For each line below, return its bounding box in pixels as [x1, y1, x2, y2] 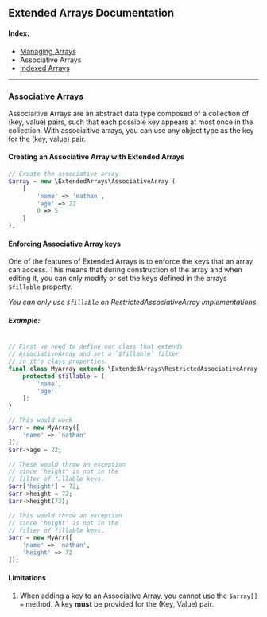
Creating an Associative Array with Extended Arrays [8, 152, 185, 162]
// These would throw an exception [8, 460, 126, 468]
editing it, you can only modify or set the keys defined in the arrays [8, 274, 228, 283]
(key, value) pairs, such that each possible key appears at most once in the [8, 117, 253, 127]
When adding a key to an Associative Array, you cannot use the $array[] [19, 591, 258, 600]
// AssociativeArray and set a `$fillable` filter [8, 350, 180, 358]
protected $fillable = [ [22, 372, 105, 381]
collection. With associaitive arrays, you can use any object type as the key [8, 125, 254, 135]
